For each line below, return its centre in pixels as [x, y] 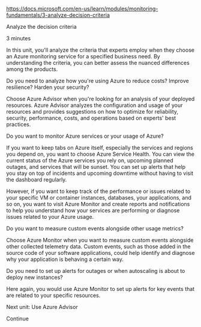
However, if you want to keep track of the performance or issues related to [98, 191]
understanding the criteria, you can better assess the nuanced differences [98, 63]
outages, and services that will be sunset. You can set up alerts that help [96, 167]
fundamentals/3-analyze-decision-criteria [58, 15]
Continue [17, 319]
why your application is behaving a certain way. [65, 259]
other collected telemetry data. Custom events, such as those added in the [98, 246]
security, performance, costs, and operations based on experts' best [91, 118]
